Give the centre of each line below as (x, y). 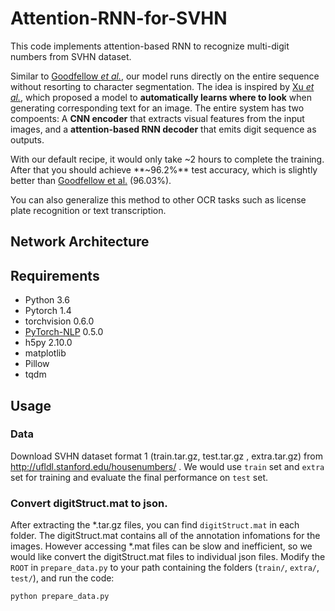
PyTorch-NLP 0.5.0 (64, 332)
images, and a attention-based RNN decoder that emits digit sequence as (163, 129)
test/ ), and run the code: (62, 578)
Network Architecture (80, 242)
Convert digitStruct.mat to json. (89, 503)
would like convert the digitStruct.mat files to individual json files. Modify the (168, 557)
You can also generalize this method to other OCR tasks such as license (158, 199)
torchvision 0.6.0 (59, 321)
